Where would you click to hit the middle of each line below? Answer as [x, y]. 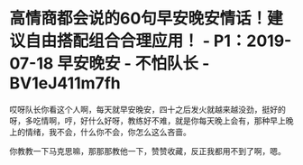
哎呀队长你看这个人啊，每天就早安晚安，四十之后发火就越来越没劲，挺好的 [147, 109]
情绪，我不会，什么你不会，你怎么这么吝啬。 [108, 132]
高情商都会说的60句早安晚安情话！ [138, 18]
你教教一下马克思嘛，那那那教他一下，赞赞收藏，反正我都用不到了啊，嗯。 [147, 151]
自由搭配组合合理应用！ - [118, 41]
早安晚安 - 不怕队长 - [133, 64]
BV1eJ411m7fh [65, 83]
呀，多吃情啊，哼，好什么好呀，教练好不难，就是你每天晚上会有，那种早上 [147, 120]
